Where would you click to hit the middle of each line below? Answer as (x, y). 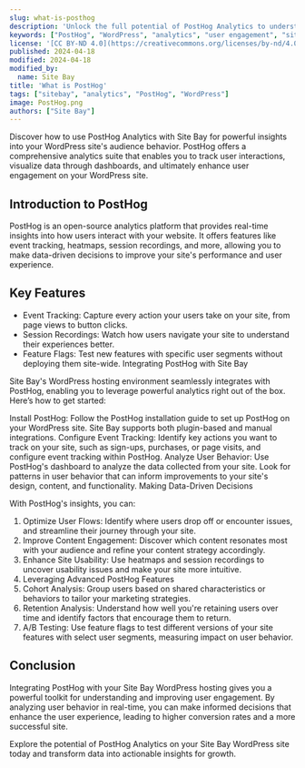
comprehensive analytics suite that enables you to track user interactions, (148, 157)
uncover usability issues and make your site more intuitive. (132, 569)
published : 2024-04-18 (52, 52)
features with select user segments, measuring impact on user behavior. (157, 637)
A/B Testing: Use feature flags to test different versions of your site (148, 627)
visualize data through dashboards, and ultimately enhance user (129, 166)
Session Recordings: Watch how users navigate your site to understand (156, 334)
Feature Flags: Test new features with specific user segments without (152, 354)
